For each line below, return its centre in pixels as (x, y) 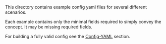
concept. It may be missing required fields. (49, 27)
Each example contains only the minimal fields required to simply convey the (83, 22)
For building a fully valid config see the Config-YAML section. (68, 36)
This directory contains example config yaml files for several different (76, 7)
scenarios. (16, 12)
